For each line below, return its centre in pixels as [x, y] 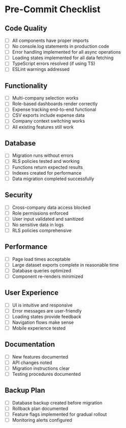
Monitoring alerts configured [42, 420]
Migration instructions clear [41, 368]
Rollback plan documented [40, 408]
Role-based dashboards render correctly [55, 104]
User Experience [32, 293]
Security [19, 195]
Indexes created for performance [47, 173]
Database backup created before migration [57, 402]
